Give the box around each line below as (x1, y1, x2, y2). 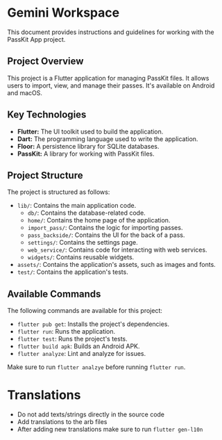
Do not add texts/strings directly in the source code (17, 410, 165, 418)
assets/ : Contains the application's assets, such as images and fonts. (17, 261, 216, 269)
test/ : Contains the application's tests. (17, 268, 128, 276)
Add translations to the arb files (17, 418, 108, 426)
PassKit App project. (7, 35, 66, 43)
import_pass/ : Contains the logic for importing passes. (27, 224, 183, 232)
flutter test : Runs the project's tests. (17, 335, 128, 343)
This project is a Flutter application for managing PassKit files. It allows (7, 74, 210, 82)
